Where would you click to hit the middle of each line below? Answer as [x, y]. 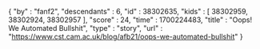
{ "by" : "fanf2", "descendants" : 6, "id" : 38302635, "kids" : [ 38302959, [128, 11]
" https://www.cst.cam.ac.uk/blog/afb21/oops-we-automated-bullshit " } [126, 36]
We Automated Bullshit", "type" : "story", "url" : [86, 28]
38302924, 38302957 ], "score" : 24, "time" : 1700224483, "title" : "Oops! [130, 20]
